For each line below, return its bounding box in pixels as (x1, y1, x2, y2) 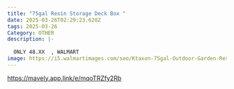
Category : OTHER (7, 29, 54, 37)
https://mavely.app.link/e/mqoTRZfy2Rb (7, 74, 122, 82)
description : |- (7, 36, 54, 43)
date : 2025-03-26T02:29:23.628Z (7, 17, 101, 23)
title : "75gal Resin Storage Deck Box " (7, 10, 127, 17)
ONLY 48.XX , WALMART (13, 49, 79, 56)
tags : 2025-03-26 (7, 23, 58, 30)
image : (7, 55, 26, 62)
